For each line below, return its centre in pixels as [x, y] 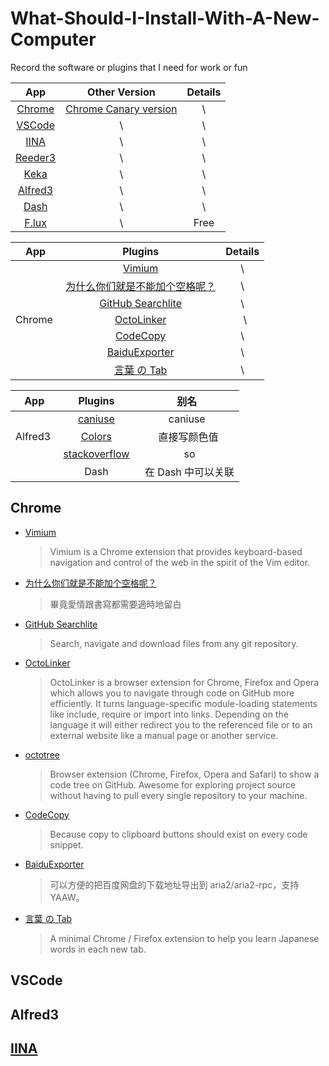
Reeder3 [36, 157]
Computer [53, 39]
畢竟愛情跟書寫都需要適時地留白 [115, 604]
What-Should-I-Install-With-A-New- [165, 18]
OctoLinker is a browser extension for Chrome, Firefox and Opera [184, 682]
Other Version [121, 92]
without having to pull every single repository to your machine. [178, 795]
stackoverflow [96, 454]
